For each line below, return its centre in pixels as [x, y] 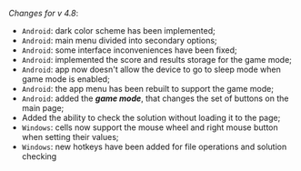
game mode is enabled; [65, 79]
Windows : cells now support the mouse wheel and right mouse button [150, 127]
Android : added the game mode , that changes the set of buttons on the [155, 98]
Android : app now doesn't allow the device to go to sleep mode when [151, 69]
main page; [43, 108]
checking [39, 156]
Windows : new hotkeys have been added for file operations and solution [154, 146]
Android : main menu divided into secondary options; [119, 40]
